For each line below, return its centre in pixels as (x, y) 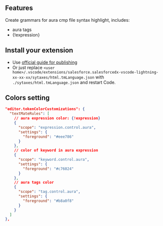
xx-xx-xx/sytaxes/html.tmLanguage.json (53, 77)
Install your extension (39, 51)
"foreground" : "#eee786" (48, 137)
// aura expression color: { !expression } (57, 118)
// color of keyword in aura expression (56, 151)
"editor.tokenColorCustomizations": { (45, 109)
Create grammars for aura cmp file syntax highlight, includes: (67, 20)
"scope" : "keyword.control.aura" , (54, 160)
